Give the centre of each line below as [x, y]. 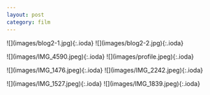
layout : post [25, 15]
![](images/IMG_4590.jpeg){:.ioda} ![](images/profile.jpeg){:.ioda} [100, 57]
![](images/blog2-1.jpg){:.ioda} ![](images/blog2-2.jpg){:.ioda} [95, 43]
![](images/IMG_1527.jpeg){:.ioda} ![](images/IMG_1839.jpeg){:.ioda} [103, 83]
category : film [29, 22]
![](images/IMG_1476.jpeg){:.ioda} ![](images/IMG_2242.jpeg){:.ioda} [105, 70]
